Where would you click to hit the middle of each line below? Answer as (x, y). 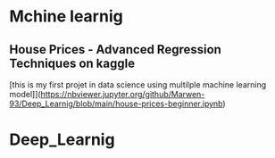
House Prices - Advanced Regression (115, 50)
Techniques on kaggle (72, 63)
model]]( (25, 94)
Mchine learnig (66, 17)
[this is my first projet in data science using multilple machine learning (138, 85)
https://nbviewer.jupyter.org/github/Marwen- (123, 94)
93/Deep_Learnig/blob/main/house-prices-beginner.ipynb (116, 104)
